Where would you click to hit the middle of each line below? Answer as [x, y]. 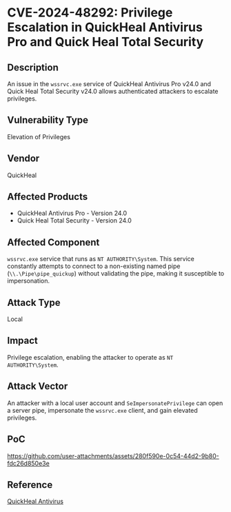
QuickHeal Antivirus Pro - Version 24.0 [72, 213]
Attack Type [34, 302]
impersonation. [29, 281]
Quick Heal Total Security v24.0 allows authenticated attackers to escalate [113, 91]
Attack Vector [38, 386]
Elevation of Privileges [39, 136]
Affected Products [48, 197]
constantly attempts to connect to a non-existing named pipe [94, 266]
